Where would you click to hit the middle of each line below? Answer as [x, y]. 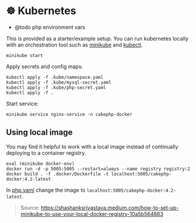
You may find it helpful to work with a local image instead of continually [92, 147]
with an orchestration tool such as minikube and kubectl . [75, 45]
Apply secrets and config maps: [45, 66]
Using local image [39, 133]
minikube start [25, 55]
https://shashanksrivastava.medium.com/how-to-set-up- [110, 208]
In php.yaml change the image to [46, 190]
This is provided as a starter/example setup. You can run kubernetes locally [97, 38]
